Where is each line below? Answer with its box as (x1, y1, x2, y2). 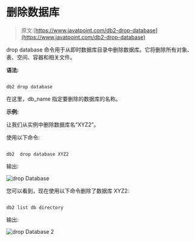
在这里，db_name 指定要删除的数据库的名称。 (6, 95, 121, 102)
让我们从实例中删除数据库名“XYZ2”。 (6, 120, 99, 128)
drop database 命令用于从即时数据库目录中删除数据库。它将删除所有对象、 (6, 46, 193, 53)
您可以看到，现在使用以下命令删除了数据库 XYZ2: (6, 187, 130, 194)
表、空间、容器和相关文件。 (6, 53, 76, 61)
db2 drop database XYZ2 (6, 151, 69, 157)
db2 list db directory (6, 204, 64, 211)
